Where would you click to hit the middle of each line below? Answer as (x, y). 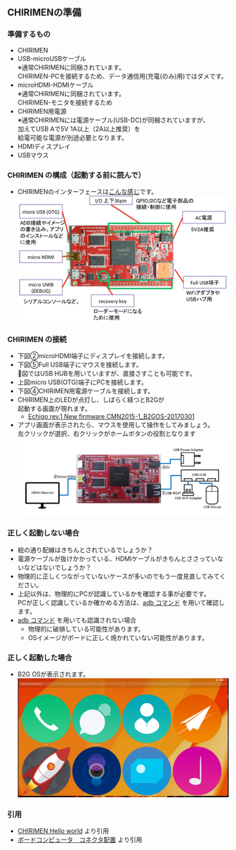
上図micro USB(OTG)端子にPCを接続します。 (82, 382)
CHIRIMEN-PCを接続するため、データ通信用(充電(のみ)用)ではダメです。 (122, 76)
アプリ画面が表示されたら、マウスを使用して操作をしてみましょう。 (116, 425)
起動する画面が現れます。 (54, 409)
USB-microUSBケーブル (52, 58)
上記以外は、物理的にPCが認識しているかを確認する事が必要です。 (114, 594)
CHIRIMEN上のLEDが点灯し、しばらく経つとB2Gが (91, 400)
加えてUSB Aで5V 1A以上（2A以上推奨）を (79, 129)
